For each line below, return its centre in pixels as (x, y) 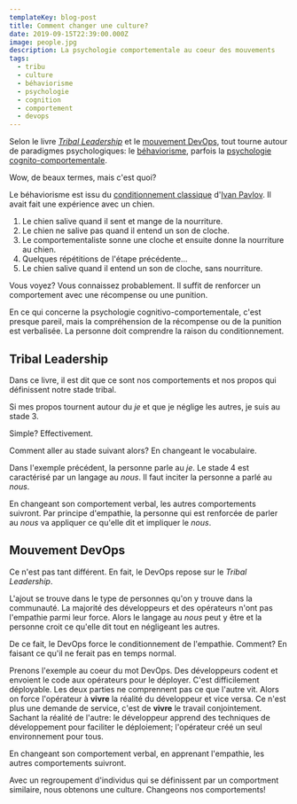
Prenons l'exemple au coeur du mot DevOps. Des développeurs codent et (144, 670)
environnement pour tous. (56, 736)
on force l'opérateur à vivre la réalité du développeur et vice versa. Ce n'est (148, 699)
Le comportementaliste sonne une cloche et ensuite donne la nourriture (153, 240)
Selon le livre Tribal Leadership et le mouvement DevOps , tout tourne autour (148, 142)
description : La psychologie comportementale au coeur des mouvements (142, 51)
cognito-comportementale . (59, 160)
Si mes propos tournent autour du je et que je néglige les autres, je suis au (145, 406)
